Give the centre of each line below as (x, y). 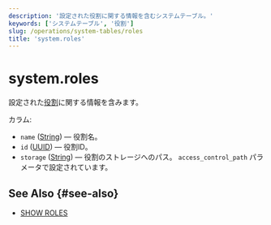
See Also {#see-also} (64, 193)
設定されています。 (80, 167)
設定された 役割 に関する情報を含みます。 (76, 102)
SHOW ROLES (44, 213)
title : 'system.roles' (47, 39)
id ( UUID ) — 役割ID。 (56, 147)
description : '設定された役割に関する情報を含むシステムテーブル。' (111, 16)
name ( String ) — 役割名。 (61, 137)
